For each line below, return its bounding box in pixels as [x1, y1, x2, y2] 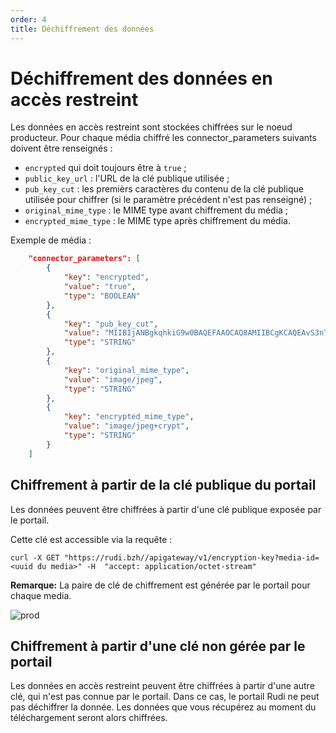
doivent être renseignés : [10, 142, 113, 155]
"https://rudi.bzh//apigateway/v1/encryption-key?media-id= [63, 552, 320, 563]
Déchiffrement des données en [10, 67, 273, 90]
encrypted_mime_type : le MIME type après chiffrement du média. [24, 215, 291, 227]
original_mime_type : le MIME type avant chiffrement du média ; [24, 204, 289, 216]
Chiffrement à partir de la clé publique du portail [10, 477, 317, 494]
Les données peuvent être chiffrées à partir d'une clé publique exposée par [10, 503, 322, 515]
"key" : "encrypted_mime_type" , [63, 412, 195, 422]
